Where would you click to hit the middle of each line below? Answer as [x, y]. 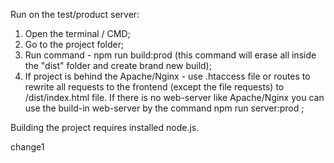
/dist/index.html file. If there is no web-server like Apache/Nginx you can [174, 97]
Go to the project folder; [74, 44]
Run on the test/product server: [75, 14]
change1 [27, 147]
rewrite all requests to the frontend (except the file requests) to [154, 87]
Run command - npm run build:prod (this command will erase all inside [170, 55]
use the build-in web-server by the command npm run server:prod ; [164, 108]
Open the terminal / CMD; [77, 33]
